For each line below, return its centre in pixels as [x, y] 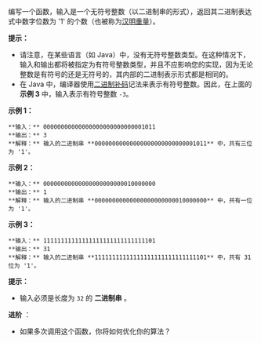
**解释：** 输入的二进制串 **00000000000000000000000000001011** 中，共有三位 [130, 144]
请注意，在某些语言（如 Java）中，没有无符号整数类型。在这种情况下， [135, 55]
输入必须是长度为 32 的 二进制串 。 [75, 298]
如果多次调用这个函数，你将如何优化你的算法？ [95, 331]
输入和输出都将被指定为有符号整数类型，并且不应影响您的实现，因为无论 [136, 64]
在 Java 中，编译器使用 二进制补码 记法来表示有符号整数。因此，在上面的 [136, 84]
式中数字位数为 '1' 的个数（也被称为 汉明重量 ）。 [84, 21]
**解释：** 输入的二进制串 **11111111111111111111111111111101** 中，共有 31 [130, 257]
